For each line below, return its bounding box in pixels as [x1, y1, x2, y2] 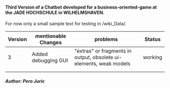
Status [144, 36, 161, 43]
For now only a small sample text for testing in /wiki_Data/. [5, 21, 126, 27]
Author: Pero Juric [5, 78, 45, 84]
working [143, 54, 162, 61]
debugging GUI [32, 57, 68, 64]
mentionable [35, 33, 66, 40]
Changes [39, 39, 62, 46]
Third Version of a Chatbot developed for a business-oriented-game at [5, 4, 157, 10]
